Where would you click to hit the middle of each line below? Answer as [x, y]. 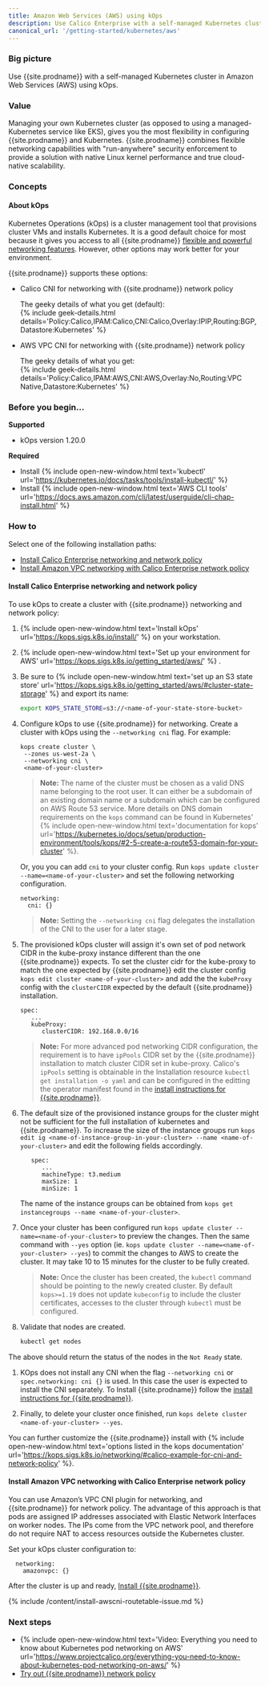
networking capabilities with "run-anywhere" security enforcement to [123, 149]
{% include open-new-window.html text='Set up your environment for [135, 652]
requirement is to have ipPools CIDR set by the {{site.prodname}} [148, 1055]
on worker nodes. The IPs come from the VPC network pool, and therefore [131, 1525]
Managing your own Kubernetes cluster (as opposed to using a [112, 123]
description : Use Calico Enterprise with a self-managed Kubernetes [125, 23]
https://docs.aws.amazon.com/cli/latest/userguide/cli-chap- [135, 497]
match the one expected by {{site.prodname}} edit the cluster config [133, 970]
